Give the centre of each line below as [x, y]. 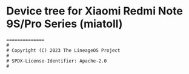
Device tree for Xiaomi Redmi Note [95, 11]
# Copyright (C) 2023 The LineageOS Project [63, 50]
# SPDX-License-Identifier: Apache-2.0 [57, 61]
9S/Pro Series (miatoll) [65, 24]
